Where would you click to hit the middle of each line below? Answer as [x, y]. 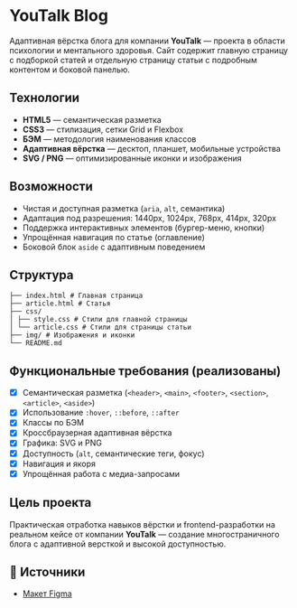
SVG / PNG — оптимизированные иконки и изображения [132, 158]
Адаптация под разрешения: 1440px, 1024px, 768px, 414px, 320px [149, 218]
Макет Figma [47, 594]
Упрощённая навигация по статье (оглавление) [114, 237]
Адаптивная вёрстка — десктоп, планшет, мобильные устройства [152, 148]
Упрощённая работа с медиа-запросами [101, 473]
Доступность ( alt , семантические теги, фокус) [113, 454]
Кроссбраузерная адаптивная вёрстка [97, 433]
